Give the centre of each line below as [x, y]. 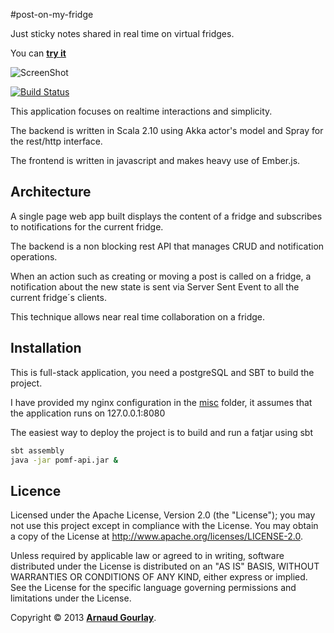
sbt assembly [37, 450]
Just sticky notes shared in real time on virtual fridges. [122, 33]
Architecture [51, 192]
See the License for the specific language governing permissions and [153, 588]
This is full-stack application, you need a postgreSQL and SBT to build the [162, 372]
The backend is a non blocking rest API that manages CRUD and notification [167, 246]
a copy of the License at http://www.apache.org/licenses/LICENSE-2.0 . [157, 536]
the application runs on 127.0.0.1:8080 [88, 413]
